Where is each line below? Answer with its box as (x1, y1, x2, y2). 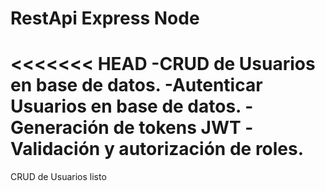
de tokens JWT (113, 117, 242, 139)
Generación (10, 117, 110, 139)
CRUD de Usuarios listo (10, 171, 107, 183)
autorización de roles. (118, 138, 305, 161)
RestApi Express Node (10, 7, 200, 30)
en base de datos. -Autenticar (10, 74, 263, 97)
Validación (10, 138, 101, 161)
